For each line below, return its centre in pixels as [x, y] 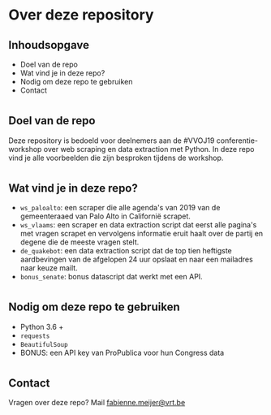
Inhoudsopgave [49, 45]
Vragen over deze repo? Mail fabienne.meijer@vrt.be [97, 403]
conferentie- [237, 140]
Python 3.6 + [42, 326]
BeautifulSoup [44, 344]
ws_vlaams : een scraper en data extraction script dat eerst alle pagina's [138, 225]
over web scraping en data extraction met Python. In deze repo [149, 149]
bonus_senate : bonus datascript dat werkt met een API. [111, 277]
